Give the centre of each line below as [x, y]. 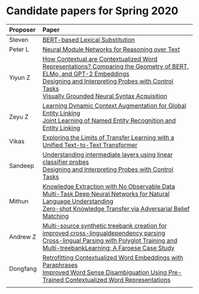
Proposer [23, 30]
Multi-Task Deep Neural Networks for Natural [106, 194]
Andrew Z [23, 237]
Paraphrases [60, 265]
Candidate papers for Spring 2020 [92, 11]
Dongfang [23, 269]
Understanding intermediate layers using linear [107, 154]
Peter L [19, 49]
